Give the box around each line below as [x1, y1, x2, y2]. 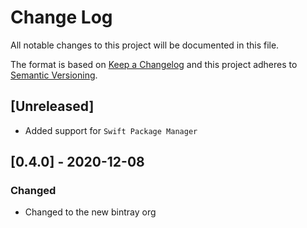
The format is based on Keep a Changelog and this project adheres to [10, 58, 298, 70]
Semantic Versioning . [10, 69, 98, 81]
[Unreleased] [10, 98, 95, 115]
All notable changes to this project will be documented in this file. [10, 39, 280, 51]
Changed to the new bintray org [24, 206, 157, 218]
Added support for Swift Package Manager [24, 124, 198, 136]
